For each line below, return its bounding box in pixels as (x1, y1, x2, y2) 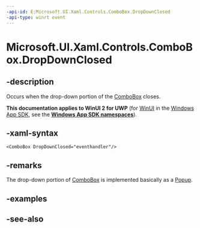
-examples (6, 193, 47, 204)
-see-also (6, 214, 44, 224)
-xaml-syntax (6, 128, 59, 138)
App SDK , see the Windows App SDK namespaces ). (6, 110, 137, 118)
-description (6, 77, 54, 87)
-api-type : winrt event (6, 14, 66, 20)
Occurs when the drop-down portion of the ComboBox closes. (6, 92, 161, 100)
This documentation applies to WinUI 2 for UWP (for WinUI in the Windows (6, 104, 194, 112)
